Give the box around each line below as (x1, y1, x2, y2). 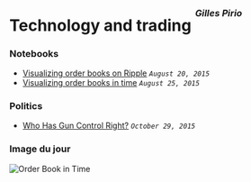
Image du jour (9, 142, 71, 155)
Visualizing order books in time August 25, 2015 (22, 77, 201, 88)
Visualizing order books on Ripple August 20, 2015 (22, 68, 210, 78)
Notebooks (9, 47, 59, 59)
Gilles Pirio (194, 6, 243, 19)
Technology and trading (9, 15, 192, 35)
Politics (9, 99, 43, 112)
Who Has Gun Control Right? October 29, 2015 (22, 120, 196, 132)
